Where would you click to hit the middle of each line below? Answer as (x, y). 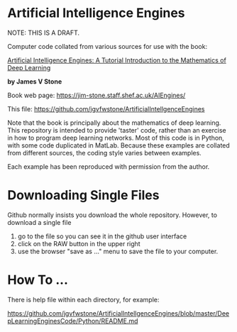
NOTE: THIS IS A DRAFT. (44, 33)
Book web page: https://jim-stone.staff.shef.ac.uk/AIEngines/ (97, 95)
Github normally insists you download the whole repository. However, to (112, 215)
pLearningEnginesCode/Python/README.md (73, 321)
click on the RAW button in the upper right (79, 243)
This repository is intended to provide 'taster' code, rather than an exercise (117, 130)
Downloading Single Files (83, 195)
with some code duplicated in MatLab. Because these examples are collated (119, 145)
